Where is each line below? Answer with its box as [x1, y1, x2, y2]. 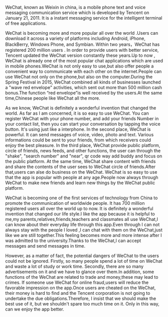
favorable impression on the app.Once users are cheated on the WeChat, [5, 285, 156, 291]
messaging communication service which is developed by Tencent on [5, 10, 149, 16]
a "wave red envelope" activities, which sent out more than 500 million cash [5, 85, 162, 90]
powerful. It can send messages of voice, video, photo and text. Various [5, 132, 154, 137]
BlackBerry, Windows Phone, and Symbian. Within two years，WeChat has [5, 41, 160, 47]
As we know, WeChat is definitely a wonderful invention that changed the [5, 105, 156, 111]
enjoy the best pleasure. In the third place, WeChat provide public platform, [5, 142, 160, 148]
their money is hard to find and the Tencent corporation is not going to [5, 290, 150, 296]
